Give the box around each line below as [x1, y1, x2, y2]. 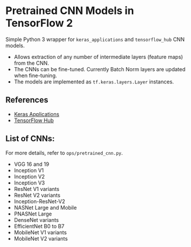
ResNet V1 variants [13, 185, 60, 192]
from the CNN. [13, 60, 49, 67]
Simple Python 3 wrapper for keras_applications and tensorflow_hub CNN [5, 36, 185, 43]
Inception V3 [13, 179, 45, 186]
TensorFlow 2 [5, 16, 74, 30]
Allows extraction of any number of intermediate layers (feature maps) [13, 53, 183, 60]
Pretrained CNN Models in [5, 4, 134, 18]
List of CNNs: [5, 134, 55, 144]
